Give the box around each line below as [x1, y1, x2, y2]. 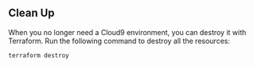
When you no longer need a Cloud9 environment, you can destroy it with [8, 27, 247, 37]
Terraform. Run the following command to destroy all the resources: [8, 36, 231, 45]
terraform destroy [8, 51, 69, 59]
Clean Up [8, 6, 55, 20]
